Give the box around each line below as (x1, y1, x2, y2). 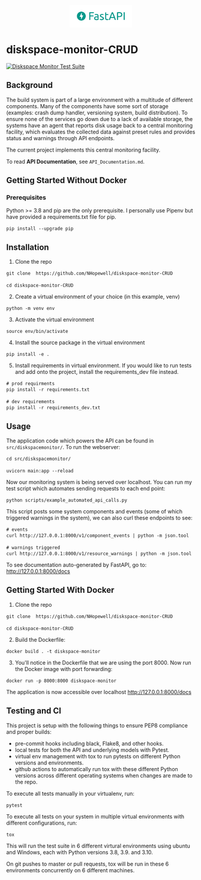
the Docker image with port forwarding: (14, 665, 113, 672)
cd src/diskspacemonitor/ (6, 456, 71, 462)
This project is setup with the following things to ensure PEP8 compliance (6, 722, 188, 729)
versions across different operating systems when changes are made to (14, 772, 193, 779)
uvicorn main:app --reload (6, 468, 74, 474)
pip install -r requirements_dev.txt (6, 405, 101, 411)
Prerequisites (6, 193, 46, 202)
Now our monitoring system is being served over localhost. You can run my (6, 479, 192, 486)
